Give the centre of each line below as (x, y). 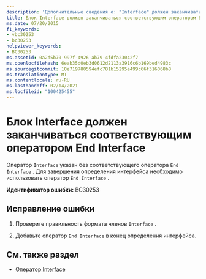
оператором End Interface (76, 148)
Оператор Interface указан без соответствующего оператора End (93, 165)
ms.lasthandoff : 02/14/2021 (42, 86)
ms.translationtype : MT (37, 75)
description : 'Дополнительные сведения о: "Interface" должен (87, 12)
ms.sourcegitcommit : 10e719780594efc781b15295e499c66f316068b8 (89, 69)
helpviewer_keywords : (34, 46)
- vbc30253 (20, 35)
